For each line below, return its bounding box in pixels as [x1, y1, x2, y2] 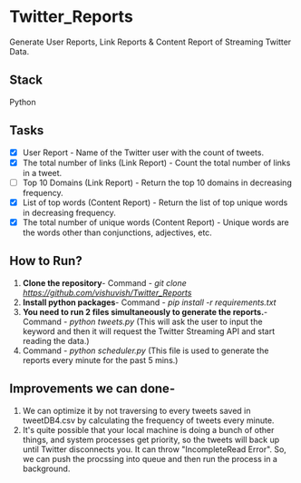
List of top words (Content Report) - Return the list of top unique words [22, 197, 288, 208]
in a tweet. [22, 167, 63, 178]
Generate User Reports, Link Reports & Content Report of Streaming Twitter [9, 36, 292, 47]
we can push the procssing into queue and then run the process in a [22, 453, 278, 464]
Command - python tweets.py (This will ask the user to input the [22, 316, 263, 327]
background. [22, 463, 71, 474]
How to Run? [9, 253, 83, 269]
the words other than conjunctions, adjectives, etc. [22, 227, 213, 238]
